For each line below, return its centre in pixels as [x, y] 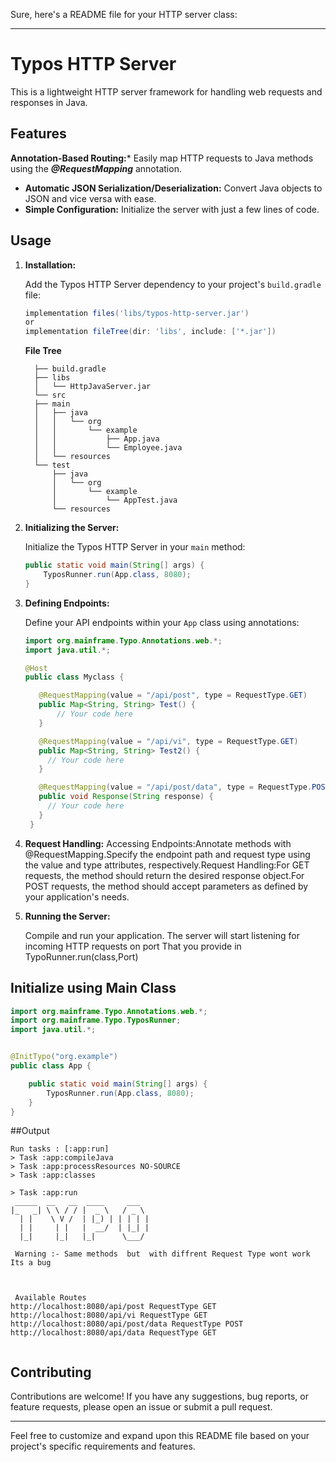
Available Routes [50, 1298]
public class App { [51, 1066]
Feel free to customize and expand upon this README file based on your [160, 1436]
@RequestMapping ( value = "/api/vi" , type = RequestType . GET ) [168, 741]
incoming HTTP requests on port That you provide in [133, 946]
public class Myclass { [74, 677]
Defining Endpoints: [67, 603]
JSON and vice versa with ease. [90, 198]
